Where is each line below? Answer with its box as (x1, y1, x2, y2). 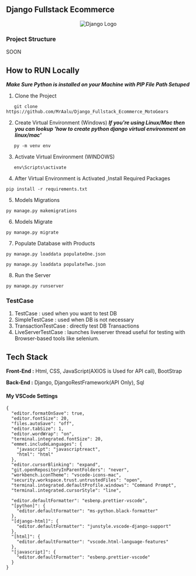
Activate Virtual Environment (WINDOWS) (14, 153, 115, 160)
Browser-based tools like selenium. (14, 335, 99, 342)
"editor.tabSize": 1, (11, 426, 64, 432)
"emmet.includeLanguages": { (11, 442, 82, 447)
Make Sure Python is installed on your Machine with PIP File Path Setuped (6, 80, 190, 87)
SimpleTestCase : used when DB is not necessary (14, 316, 135, 324)
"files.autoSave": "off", (11, 421, 75, 427)
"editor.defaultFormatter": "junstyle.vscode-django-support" (16, 524, 171, 530)
